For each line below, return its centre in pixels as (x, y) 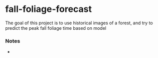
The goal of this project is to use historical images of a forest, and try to (79, 23)
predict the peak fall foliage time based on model (56, 28)
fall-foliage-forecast (48, 9)
